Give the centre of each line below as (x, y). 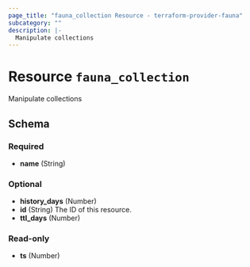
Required (26, 146)
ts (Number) (40, 256)
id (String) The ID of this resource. (76, 210)
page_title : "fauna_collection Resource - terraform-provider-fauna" (126, 15)
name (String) (42, 163)
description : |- (35, 30)
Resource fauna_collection (99, 77)
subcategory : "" (35, 23)
